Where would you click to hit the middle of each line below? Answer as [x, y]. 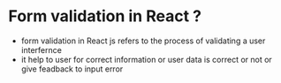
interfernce [42, 49]
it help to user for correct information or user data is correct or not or [147, 59]
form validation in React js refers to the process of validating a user [143, 41]
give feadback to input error [72, 69]
